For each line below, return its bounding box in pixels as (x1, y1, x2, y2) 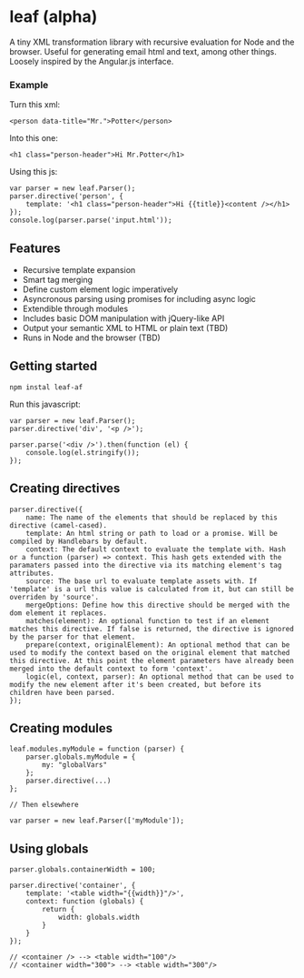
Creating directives (9, 480, 121, 497)
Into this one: (9, 133, 59, 144)
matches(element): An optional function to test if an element (25, 616, 270, 625)
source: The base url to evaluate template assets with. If (25, 576, 258, 586)
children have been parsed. (9, 688, 116, 697)
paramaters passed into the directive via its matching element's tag (9, 560, 282, 570)
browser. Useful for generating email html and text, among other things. (9, 45, 277, 56)
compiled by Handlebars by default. (9, 537, 148, 546)
